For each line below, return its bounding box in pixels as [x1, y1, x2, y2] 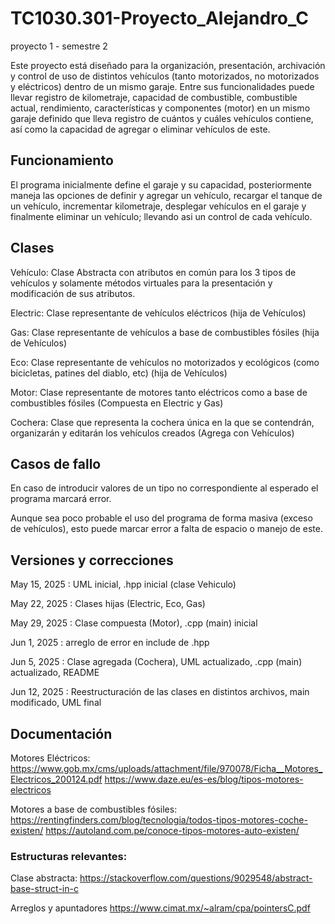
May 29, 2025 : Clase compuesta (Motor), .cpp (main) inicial [10, 617, 258, 629]
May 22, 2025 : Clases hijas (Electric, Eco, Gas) [10, 598, 206, 610]
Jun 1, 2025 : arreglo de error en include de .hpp [10, 637, 210, 649]
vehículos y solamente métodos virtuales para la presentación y [10, 277, 273, 289]
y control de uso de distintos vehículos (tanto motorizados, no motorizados [10, 70, 320, 82]
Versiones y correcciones [10, 552, 174, 569]
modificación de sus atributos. [10, 287, 136, 299]
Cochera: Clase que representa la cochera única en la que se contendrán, [10, 416, 315, 428]
